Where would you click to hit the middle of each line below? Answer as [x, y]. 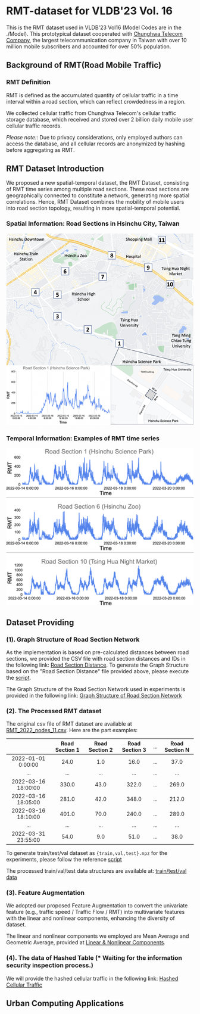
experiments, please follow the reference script [64, 860]
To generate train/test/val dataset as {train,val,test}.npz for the [87, 853]
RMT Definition [28, 82]
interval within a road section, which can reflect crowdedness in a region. [96, 101]
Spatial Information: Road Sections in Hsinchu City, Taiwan [93, 223]
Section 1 [67, 749]
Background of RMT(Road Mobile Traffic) [84, 65]
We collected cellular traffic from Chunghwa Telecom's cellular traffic [91, 113]
